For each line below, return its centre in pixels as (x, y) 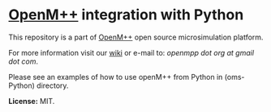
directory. (52, 85)
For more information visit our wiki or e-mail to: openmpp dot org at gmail (131, 52)
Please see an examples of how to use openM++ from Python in (116, 77)
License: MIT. (32, 101)
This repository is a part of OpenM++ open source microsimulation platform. (136, 37)
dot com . (24, 61)
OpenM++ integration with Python (126, 15)
